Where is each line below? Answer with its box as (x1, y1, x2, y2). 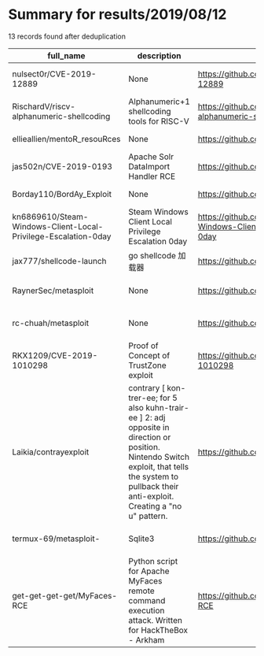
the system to (128, 471, 179, 482)
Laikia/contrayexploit (12, 447, 90, 458)
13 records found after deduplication (8, 32, 126, 41)
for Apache (128, 565, 170, 576)
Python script (128, 555, 178, 566)
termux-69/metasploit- (12, 533, 101, 544)
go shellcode (128, 250, 177, 261)
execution (128, 605, 165, 616)
